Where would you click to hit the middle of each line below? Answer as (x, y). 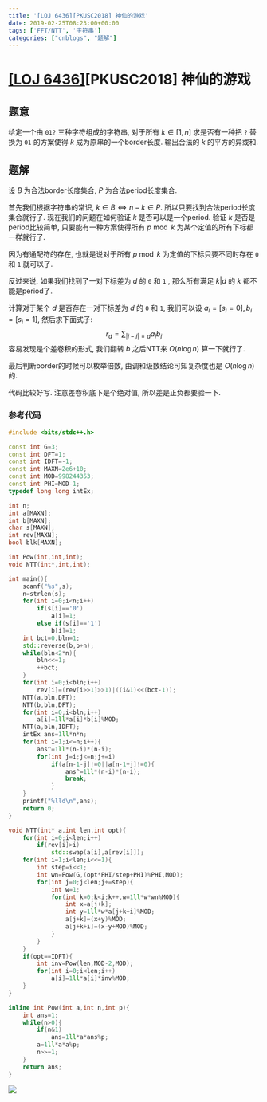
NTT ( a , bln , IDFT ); (51, 727)
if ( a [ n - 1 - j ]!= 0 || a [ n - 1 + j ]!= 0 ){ (103, 764)
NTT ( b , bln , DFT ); (50, 705)
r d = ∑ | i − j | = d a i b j (134, 334)
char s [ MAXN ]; (32, 528)
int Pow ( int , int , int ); (46, 557)
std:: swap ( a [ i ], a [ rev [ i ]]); (98, 853)
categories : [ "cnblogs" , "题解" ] (63, 38)
